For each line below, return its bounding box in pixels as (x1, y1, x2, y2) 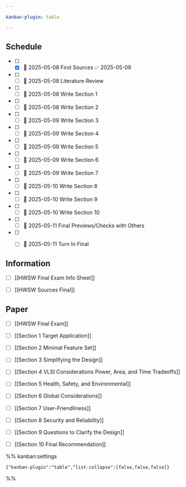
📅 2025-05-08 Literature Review (23, 77, 104, 84)
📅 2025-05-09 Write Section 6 (23, 156, 99, 163)
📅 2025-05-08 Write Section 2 (23, 103, 99, 111)
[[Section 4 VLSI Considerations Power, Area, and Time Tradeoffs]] (14, 368, 181, 376)
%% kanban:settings (5, 452, 58, 460)
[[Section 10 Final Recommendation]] (14, 440, 106, 448)
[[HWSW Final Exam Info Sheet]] (14, 274, 95, 281)
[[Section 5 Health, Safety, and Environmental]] (14, 380, 131, 388)
